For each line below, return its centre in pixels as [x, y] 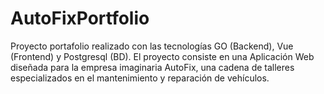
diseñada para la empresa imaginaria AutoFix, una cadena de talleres [152, 67]
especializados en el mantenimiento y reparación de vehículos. [140, 78]
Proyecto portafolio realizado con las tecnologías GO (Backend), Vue [152, 46]
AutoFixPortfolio [80, 18]
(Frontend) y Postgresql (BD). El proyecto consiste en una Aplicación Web [162, 56]
